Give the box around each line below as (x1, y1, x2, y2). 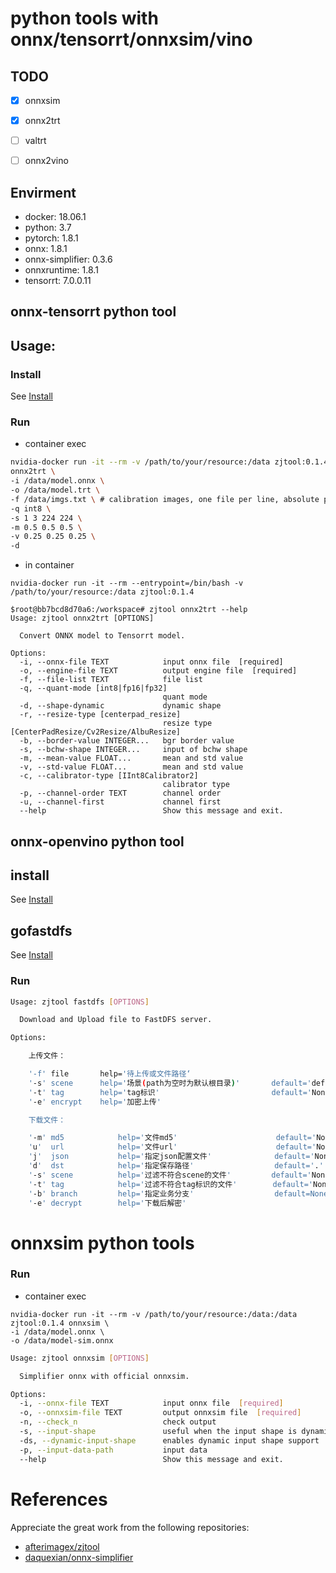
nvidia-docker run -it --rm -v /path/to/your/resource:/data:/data (10, 1309, 298, 1319)
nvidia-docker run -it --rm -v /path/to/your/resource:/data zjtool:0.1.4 (10, 457, 329, 467)
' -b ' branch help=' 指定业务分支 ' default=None (28, 1188, 329, 1199)
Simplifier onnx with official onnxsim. (19, 1371, 190, 1381)
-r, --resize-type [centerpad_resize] (19, 710, 182, 720)
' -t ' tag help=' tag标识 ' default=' (28, 1087, 312, 1097)
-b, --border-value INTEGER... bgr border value (19, 736, 235, 746)
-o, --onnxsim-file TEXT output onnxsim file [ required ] (19, 1408, 302, 1418)
